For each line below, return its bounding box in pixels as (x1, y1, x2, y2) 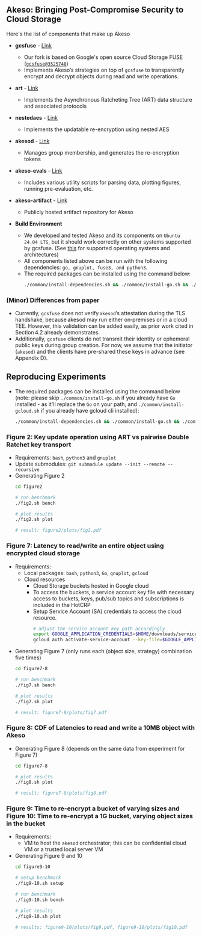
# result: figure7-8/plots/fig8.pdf (14, 790, 107, 796)
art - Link (14, 84, 38, 91)
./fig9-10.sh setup (14, 881, 64, 887)
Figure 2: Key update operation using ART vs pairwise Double (6, 433, 189, 441)
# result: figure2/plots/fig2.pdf (14, 528, 102, 534)
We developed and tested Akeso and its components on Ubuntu (23, 232, 180, 239)
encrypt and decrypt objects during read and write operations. (23, 72, 179, 80)
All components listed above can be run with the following (23, 257, 168, 264)
